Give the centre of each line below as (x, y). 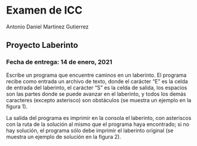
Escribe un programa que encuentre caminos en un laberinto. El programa (96, 75)
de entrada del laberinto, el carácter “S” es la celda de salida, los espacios (97, 87)
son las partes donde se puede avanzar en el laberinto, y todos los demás (96, 94)
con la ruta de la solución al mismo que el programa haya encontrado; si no (98, 124)
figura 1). (17, 106)
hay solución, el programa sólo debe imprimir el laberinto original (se (90, 130)
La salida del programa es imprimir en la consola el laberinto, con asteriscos (99, 118)
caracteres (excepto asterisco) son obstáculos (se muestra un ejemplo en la (99, 100)
